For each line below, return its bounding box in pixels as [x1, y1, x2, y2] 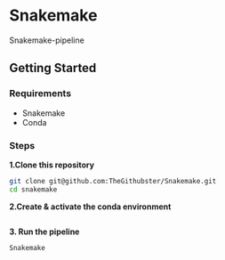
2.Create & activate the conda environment [9, 201, 172, 212]
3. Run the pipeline [9, 226, 80, 237]
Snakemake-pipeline [9, 35, 84, 45]
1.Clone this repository [9, 159, 95, 170]
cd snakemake [9, 184, 58, 194]
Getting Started [9, 61, 97, 76]
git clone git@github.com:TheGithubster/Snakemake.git [9, 176, 217, 185]
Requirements [9, 87, 72, 100]
